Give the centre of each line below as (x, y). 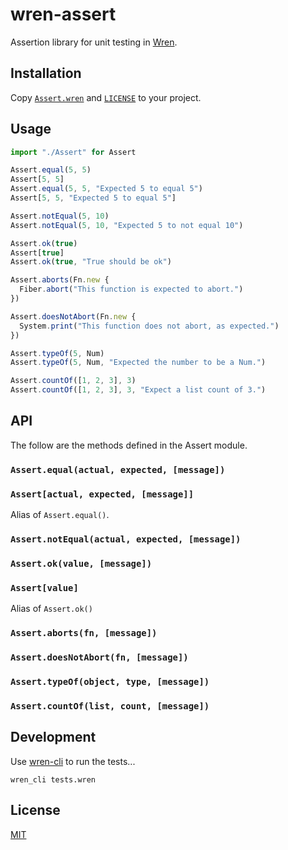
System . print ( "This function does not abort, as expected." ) (149, 326)
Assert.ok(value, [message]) (81, 563)
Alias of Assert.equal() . (60, 515)
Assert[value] (44, 587)
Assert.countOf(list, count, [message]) (110, 706)
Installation (46, 73)
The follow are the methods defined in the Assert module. (129, 445)
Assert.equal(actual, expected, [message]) (118, 469)
